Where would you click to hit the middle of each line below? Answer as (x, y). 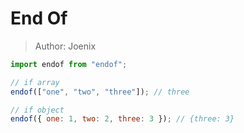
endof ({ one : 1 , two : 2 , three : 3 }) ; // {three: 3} (122, 119)
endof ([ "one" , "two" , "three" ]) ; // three (100, 92)
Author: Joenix (65, 46)
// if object (37, 110)
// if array (35, 82)
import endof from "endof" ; (69, 64)
